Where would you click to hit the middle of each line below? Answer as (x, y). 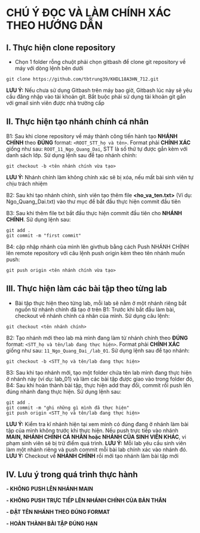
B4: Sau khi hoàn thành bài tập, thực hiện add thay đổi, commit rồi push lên (99, 385)
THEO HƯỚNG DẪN (55, 25)
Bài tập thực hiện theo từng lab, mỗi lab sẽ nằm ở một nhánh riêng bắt (101, 303)
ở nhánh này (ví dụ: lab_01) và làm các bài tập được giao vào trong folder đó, (100, 379)
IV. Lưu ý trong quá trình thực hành (72, 475)
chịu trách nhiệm (27, 183)
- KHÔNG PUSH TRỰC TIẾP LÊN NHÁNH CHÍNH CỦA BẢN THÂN (86, 500)
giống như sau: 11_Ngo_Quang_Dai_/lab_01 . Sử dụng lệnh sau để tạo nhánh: (98, 350)
